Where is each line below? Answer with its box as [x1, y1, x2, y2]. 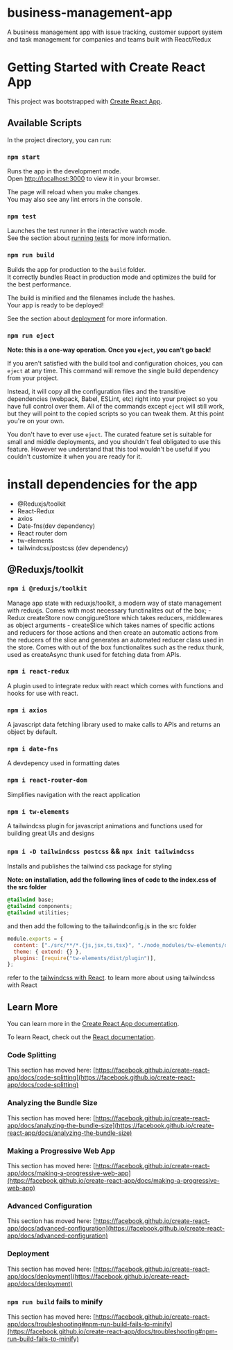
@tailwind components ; [7, 903, 73, 910]
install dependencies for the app [7, 477, 198, 493]
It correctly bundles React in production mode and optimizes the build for [7, 273, 216, 281]
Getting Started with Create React [7, 60, 206, 76]
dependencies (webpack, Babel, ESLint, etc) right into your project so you [7, 394, 218, 403]
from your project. [7, 373, 59, 382]
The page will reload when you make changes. [7, 187, 141, 196]
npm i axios [7, 706, 48, 714]
